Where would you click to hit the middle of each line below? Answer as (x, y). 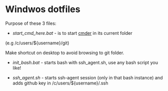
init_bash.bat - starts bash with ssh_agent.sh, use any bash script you (85, 62)
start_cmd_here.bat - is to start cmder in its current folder (72, 33)
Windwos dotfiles (43, 9)
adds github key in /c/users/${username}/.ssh (60, 83)
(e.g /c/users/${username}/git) (37, 43)
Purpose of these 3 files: (31, 23)
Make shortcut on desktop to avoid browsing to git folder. (65, 53)
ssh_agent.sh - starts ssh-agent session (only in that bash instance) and (88, 77)
